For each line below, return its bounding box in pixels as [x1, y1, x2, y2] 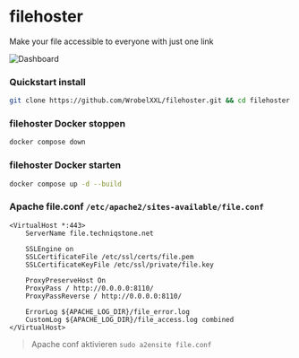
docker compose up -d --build [9, 179, 123, 188]
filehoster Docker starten [9, 159, 122, 171]
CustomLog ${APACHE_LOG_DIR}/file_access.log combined [25, 315, 235, 324]
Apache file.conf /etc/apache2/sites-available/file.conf [9, 200, 264, 213]
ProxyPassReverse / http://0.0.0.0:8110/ [25, 292, 182, 301]
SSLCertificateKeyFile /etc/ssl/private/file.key [25, 260, 215, 269]
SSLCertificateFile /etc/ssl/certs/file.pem [25, 252, 194, 261]
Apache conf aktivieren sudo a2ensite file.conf [30, 338, 212, 349]
